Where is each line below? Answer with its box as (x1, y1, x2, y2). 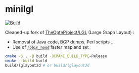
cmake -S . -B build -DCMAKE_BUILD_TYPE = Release (5, 53, 107, 59)
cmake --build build (5, 58, 48, 63)
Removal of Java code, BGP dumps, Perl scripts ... (12, 38, 115, 45)
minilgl (5, 3, 34, 15)
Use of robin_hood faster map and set (12, 44, 89, 50)
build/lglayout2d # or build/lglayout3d (5, 63, 90, 68)
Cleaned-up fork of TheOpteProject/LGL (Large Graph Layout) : (5, 29, 135, 35)
